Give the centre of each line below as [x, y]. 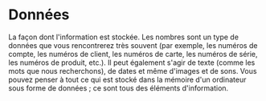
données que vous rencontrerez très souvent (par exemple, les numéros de [133, 45]
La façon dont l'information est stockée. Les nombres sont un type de [124, 37]
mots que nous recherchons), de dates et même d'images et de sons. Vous [133, 71]
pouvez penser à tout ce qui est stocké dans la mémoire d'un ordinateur [127, 79]
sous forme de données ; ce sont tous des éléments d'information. [119, 88]
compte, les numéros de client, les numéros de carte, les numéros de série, [133, 54]
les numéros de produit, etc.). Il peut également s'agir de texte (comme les [132, 63]
